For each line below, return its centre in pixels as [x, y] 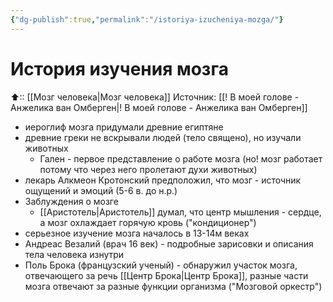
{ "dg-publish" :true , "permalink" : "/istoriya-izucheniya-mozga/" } [147, 19]
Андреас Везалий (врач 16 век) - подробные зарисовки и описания [169, 243]
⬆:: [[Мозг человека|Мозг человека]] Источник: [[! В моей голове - [155, 97]
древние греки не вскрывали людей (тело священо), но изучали [163, 137]
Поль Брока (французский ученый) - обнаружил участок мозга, [161, 265]
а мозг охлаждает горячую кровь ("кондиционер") [148, 222]
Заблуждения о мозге [71, 201]
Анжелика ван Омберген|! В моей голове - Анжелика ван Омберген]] [159, 107]
